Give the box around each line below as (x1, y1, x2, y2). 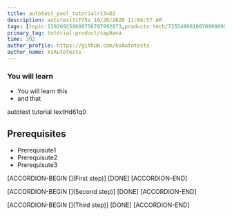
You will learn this (17, 87, 68, 95)
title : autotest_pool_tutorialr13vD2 (7, 10, 116, 17)
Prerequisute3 (17, 160, 58, 169)
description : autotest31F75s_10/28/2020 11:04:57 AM (7, 17, 162, 23)
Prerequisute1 (17, 146, 57, 154)
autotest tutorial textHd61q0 (7, 108, 86, 116)
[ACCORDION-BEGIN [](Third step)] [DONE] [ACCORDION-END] (7, 201, 190, 209)
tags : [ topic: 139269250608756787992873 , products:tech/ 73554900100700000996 (7, 23, 230, 30)
